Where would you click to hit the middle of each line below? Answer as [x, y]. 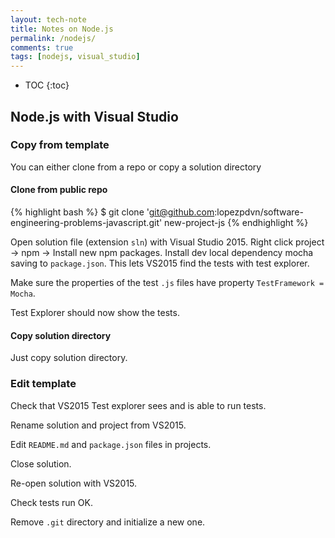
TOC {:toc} [47, 85]
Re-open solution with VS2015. [74, 483]
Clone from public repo [59, 190]
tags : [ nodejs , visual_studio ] [75, 57]
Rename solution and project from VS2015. [98, 425]
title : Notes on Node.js [62, 29]
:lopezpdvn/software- [259, 212]
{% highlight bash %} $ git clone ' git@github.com [112, 212]
